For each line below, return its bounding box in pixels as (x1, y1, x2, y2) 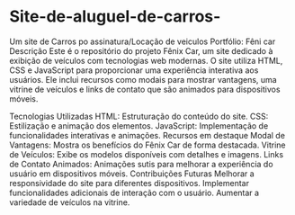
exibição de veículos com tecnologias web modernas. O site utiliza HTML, (9, 55, 283, 66)
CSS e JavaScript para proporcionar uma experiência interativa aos (9, 65, 259, 76)
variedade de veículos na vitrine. (9, 196, 130, 208)
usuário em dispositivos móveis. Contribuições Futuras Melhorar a (9, 168, 255, 179)
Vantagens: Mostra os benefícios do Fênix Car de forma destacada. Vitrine (9, 139, 286, 150)
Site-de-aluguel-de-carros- (9, 6, 221, 27)
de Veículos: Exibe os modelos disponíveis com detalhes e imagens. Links (9, 148, 284, 159)
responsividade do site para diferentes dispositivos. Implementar (9, 177, 250, 188)
